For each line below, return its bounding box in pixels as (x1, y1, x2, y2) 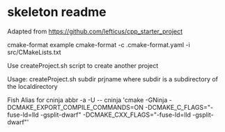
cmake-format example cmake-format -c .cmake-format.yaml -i (7, 40, 190, 49)
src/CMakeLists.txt (7, 48, 61, 56)
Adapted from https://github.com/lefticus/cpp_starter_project (7, 27, 183, 35)
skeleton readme (7, 4, 107, 20)
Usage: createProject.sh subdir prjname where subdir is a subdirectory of (7, 74, 218, 83)
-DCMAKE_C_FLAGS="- (145, 103, 214, 111)
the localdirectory (7, 82, 58, 90)
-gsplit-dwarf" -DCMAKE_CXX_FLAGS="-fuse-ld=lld (40, 110, 192, 119)
